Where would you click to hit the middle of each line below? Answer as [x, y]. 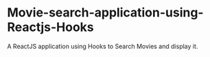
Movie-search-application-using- [105, 13]
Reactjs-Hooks [50, 27]
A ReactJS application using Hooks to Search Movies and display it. [103, 46]
